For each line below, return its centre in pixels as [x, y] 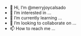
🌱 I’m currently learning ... [36, 18]
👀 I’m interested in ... [30, 13]
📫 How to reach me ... [32, 28]
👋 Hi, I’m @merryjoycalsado [38, 8]
